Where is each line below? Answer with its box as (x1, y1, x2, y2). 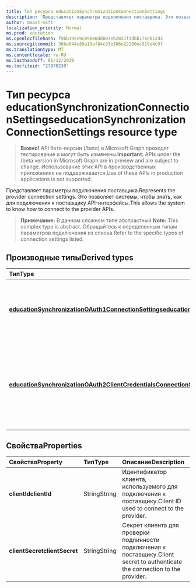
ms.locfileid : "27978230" (6, 63, 69, 69)
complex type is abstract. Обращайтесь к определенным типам (20, 223, 177, 230)
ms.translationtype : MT (6, 47, 64, 53)
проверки (122, 528, 150, 537)
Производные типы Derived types (6, 253, 134, 262)
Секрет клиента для (122, 521, 179, 529)
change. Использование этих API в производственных (20, 163, 156, 170)
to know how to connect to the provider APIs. (6, 206, 115, 213)
